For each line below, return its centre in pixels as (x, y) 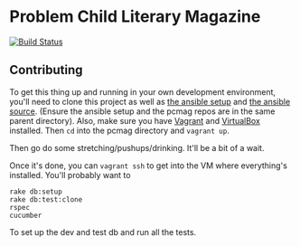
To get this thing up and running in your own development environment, (143, 91)
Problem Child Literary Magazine (135, 17)
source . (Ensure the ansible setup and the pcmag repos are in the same (142, 111)
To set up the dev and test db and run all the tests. (103, 232)
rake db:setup (36, 192)
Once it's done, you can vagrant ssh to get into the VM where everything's (148, 166)
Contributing (46, 70)
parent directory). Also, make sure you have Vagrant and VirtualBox (135, 120)
